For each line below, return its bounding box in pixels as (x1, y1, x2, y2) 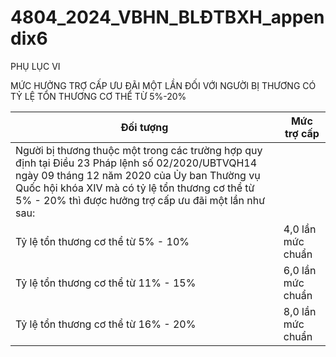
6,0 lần (283, 263, 317, 277)
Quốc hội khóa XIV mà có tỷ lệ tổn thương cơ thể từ (15, 181, 255, 195)
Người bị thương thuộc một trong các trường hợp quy (15, 143, 263, 157)
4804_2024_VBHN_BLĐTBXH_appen (10, 6, 325, 29)
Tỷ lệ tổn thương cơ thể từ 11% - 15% (15, 276, 197, 290)
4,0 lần (283, 222, 317, 236)
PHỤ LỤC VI (10, 60, 61, 72)
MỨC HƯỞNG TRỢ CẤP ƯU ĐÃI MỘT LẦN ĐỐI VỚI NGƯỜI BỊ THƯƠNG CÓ (10, 79, 317, 91)
